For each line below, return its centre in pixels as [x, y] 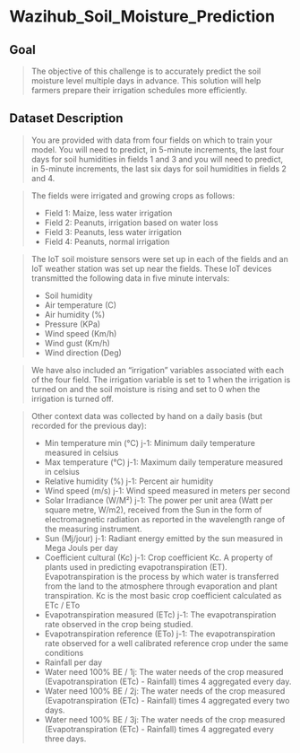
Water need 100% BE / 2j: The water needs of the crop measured [165, 691]
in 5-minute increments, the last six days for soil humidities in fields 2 [159, 169]
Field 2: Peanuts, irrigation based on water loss [131, 223]
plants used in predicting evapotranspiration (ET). [136, 566]
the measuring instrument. [93, 529]
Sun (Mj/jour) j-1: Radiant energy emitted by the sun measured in [164, 538]
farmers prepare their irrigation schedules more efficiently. [139, 90]
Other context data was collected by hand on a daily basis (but [146, 416]
